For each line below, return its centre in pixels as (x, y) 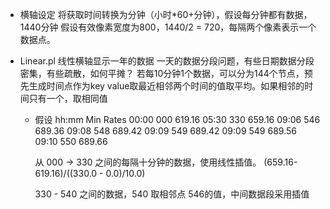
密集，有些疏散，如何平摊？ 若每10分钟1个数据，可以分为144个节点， (162, 73)
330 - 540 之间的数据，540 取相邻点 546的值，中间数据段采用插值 (172, 194)
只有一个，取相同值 (68, 98)
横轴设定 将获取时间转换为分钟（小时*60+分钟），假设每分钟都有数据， (166, 14)
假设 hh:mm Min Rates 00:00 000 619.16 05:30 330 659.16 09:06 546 (177, 119)
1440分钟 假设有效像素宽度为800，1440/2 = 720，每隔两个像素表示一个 (168, 27)
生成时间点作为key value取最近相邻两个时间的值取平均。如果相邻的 (166, 86)
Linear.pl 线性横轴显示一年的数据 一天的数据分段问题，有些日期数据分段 (167, 61)
